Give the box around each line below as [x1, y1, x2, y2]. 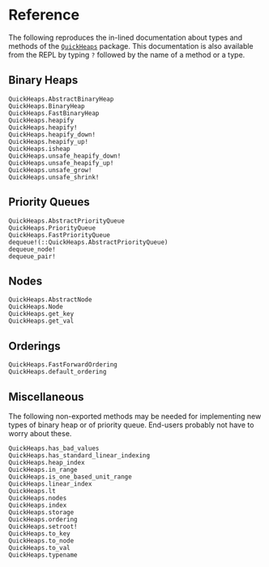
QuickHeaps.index [8, 501, 67, 509]
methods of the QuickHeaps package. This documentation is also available [8, 41, 254, 50]
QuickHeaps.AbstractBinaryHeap [8, 95, 114, 103]
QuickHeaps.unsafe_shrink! [8, 173, 100, 181]
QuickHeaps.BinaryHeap [8, 102, 85, 110]
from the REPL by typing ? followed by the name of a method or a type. [8, 50, 246, 59]
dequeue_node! [8, 245, 57, 253]
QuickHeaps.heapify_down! [8, 130, 96, 139]
